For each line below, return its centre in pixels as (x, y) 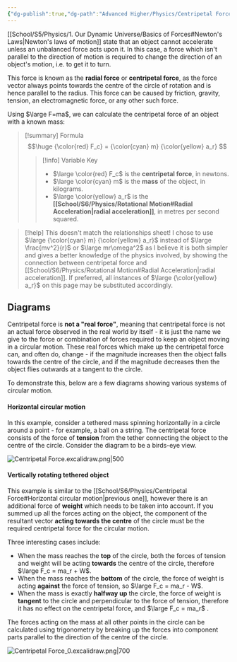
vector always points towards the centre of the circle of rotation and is (109, 85)
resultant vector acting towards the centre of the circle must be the (106, 521)
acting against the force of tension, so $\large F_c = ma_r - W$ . (110, 586)
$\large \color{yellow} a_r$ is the (101, 196)
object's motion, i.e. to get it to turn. (59, 64)
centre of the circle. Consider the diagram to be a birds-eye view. (102, 445)
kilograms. (68, 189)
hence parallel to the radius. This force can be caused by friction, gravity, (114, 93)
